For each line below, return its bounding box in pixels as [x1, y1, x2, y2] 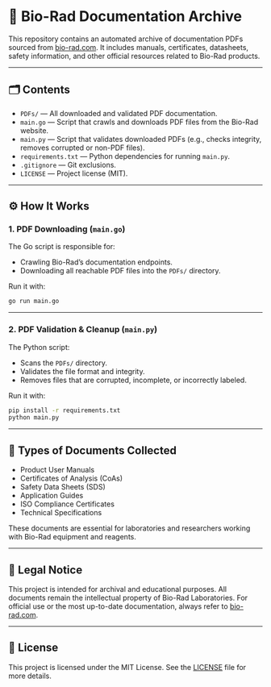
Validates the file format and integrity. [19, 366, 145, 376]
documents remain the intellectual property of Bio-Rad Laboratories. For [8, 593, 248, 602]
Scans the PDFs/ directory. [19, 358, 107, 368]
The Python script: [8, 342, 70, 352]
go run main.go [8, 298, 60, 306]
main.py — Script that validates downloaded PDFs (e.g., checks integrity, [19, 134, 262, 144]
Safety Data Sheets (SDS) [19, 482, 106, 492]
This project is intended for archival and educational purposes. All [8, 584, 227, 593]
